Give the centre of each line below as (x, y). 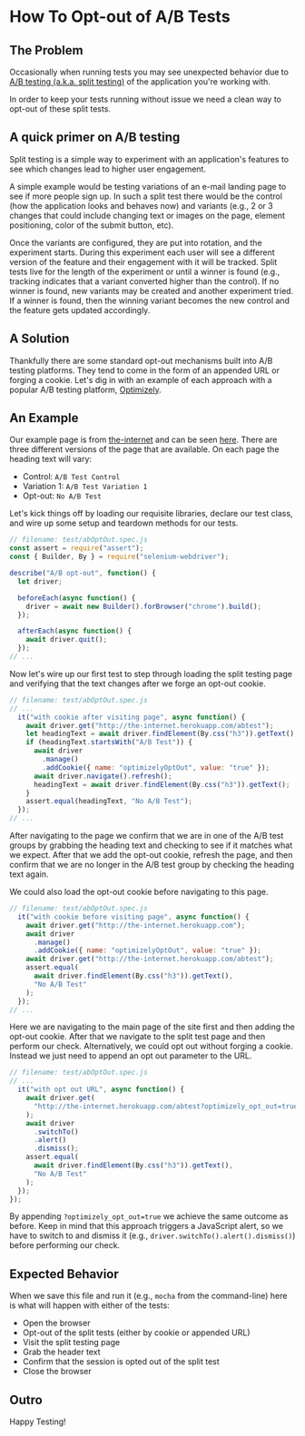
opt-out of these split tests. (60, 109)
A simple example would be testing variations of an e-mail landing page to (148, 186)
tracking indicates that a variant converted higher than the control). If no (144, 281)
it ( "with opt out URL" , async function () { (101, 1090)
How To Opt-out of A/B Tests (120, 17)
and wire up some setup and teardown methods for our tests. (124, 523)
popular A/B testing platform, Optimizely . (85, 389)
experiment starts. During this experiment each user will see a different (142, 252)
